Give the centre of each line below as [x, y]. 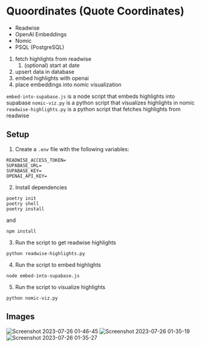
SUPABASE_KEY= [24, 170]
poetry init [21, 198]
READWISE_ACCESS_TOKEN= [36, 160]
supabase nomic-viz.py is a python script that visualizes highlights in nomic [100, 102]
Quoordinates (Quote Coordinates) [95, 11]
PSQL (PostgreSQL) [40, 47]
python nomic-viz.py [32, 298]
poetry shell [23, 204]
